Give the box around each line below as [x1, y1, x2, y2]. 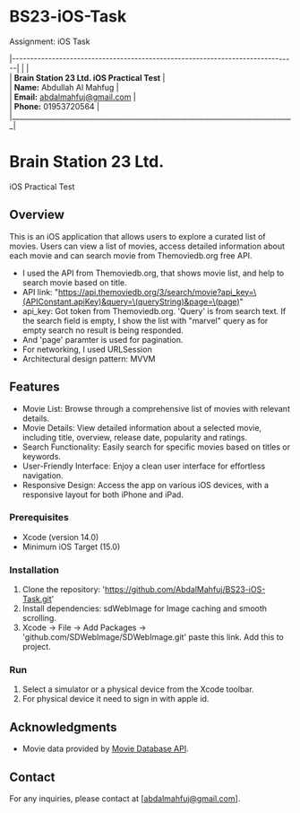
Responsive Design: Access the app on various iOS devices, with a [21, 479, 269, 490]
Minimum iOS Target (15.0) [21, 541, 121, 552]
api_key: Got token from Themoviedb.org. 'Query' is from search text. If [21, 305, 287, 316]
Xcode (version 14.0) [21, 531, 99, 542]
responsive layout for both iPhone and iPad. [21, 489, 184, 500]
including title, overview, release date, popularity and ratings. [21, 432, 248, 442]
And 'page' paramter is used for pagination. [21, 334, 184, 345]
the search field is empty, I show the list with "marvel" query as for [21, 315, 269, 326]
